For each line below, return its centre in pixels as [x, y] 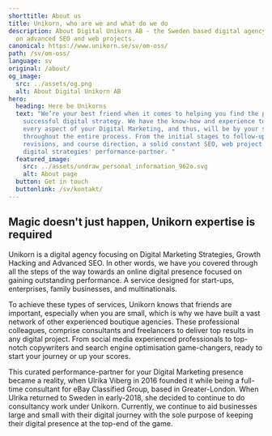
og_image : [25, 76]
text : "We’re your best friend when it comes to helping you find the [137, 114]
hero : [17, 99]
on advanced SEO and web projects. [76, 38]
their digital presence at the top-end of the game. [91, 423]
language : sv [30, 62]
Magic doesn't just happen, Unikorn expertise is [132, 222]
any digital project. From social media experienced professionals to [120, 339]
